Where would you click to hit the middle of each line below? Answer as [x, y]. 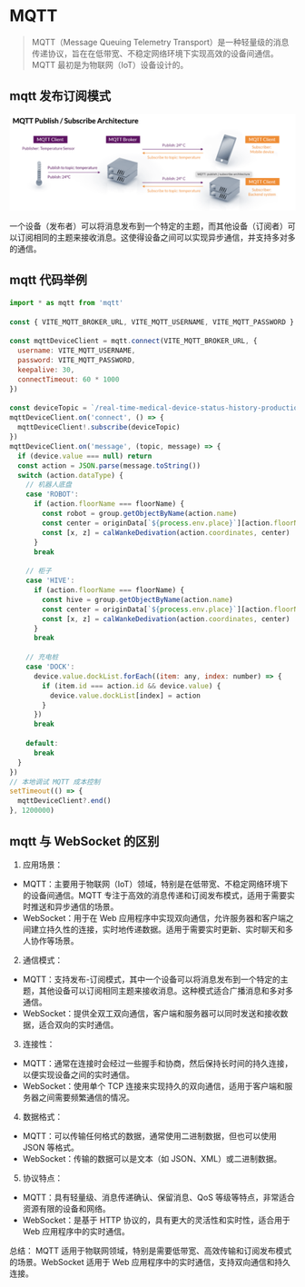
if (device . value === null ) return [85, 456]
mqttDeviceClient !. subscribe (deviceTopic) [99, 428]
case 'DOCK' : [50, 667]
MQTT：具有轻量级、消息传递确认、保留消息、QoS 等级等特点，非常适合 [158, 1197]
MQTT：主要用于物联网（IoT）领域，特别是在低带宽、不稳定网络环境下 [155, 884]
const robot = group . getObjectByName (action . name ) [140, 514]
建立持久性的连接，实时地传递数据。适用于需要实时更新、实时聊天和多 [162, 929]
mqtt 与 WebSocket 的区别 [84, 841]
